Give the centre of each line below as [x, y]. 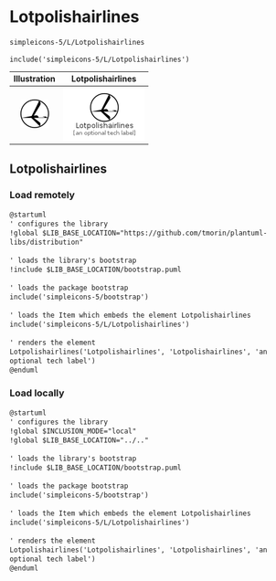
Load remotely [42, 195]
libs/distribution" [47, 242]
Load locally [37, 393]
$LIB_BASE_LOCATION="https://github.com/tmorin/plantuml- [155, 233]
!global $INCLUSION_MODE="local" [73, 431]
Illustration [35, 79]
